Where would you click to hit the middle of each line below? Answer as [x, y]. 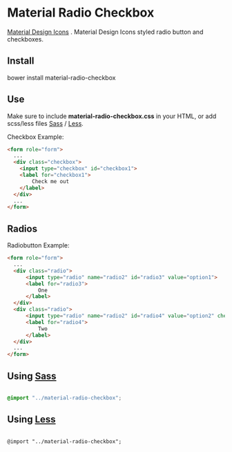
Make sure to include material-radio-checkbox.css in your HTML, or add [112, 116]
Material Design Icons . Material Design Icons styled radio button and [105, 32]
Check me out [51, 181]
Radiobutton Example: [38, 245]
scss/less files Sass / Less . [46, 123]
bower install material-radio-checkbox [61, 77]
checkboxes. [25, 39]
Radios [22, 228]
